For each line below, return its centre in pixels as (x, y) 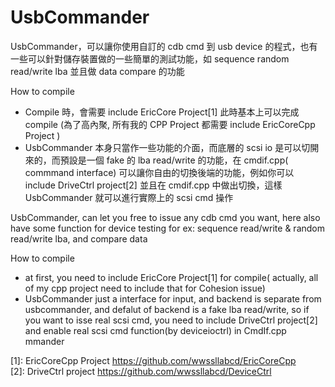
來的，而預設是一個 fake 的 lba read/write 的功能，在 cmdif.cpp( (156, 160)
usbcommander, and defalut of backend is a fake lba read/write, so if (167, 309)
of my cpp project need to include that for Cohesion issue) (145, 288)
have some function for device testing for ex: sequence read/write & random (168, 228)
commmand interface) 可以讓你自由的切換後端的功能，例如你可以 (159, 172)
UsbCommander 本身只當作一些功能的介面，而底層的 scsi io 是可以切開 (172, 147)
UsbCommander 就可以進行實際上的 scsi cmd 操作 (129, 197)
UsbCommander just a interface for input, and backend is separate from (173, 298)
